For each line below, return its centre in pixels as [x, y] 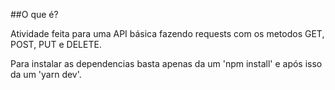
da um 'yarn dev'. [46, 74]
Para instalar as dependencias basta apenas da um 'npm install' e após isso [166, 63]
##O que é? [34, 14]
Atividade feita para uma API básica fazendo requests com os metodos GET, [167, 33]
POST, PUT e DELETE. [56, 44]
